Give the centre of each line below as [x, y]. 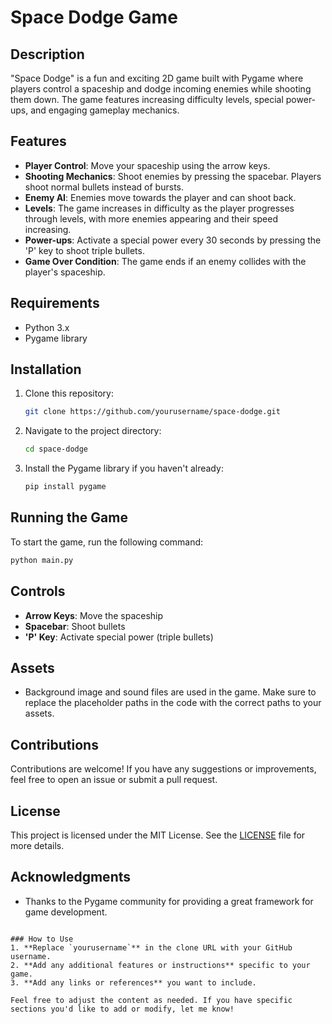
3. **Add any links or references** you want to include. [133, 982]
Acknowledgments [71, 877]
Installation [46, 369]
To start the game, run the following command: [107, 542]
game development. [66, 912]
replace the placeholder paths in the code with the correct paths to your [173, 703]
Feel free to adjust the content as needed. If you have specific [151, 1000]
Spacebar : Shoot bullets [75, 626]
